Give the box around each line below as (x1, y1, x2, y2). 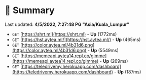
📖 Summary (5, 5, 55, 16)
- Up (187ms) (114, 68, 141, 75)
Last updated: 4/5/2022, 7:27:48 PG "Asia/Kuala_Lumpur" (5, 21, 130, 27)
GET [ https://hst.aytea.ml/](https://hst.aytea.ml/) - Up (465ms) (12, 36, 141, 43)
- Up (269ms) (99, 58, 128, 64)
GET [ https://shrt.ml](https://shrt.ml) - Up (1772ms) (12, 31, 117, 37)
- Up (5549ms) (87, 47, 119, 53)
